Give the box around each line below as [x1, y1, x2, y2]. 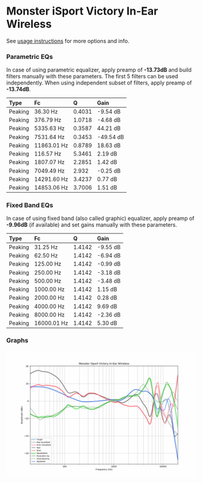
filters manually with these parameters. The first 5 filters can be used [6, 73, 178, 80]
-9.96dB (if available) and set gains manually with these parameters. [6, 221, 177, 228]
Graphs [6, 336, 28, 344]
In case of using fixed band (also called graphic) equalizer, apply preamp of [6, 214, 195, 222]
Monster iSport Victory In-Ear [6, 4, 158, 18]
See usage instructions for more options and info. [6, 37, 130, 44]
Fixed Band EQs [6, 200, 53, 209]
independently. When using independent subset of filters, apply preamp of [6, 79, 192, 86]
